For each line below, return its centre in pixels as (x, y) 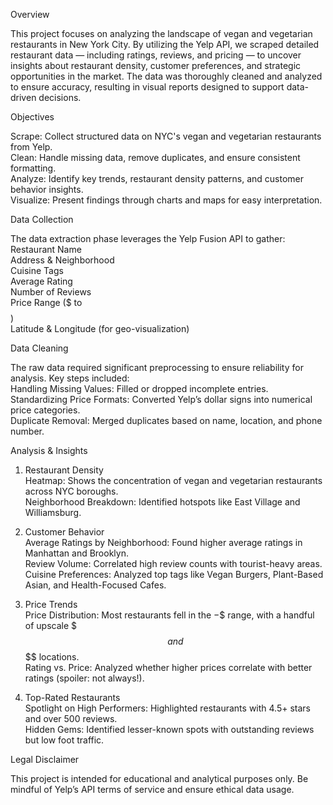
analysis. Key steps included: (70, 378)
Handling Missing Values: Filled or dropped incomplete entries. (139, 388)
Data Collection (42, 219)
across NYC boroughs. (71, 491)
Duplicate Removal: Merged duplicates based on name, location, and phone (166, 420)
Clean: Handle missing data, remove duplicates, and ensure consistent (155, 157)
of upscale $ (51, 625)
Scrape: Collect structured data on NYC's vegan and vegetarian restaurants (166, 136)
